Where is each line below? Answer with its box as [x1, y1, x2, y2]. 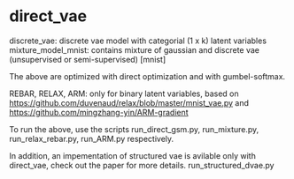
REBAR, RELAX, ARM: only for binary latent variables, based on [9, 88, 239, 99]
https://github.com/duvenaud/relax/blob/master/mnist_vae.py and [9, 97, 250, 108]
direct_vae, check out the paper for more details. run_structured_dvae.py [9, 160, 275, 170]
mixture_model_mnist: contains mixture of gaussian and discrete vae [9, 44, 259, 55]
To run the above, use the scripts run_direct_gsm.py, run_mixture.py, [9, 123, 259, 134]
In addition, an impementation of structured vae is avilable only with [9, 150, 257, 160]
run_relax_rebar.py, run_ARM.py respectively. [9, 133, 174, 144]
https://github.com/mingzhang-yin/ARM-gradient [9, 107, 189, 117]
